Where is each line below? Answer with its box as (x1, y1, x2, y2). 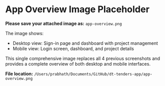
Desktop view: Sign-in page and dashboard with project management (12, 40, 158, 46)
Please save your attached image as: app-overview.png (5, 20, 122, 26)
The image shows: (5, 30, 44, 36)
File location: (5, 70, 34, 77)
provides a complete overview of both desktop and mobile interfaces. (5, 61, 151, 67)
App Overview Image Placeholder (5, 4, 150, 15)
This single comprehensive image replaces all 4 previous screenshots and (5, 55, 160, 62)
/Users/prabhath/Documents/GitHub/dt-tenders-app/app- (34, 71, 153, 77)
